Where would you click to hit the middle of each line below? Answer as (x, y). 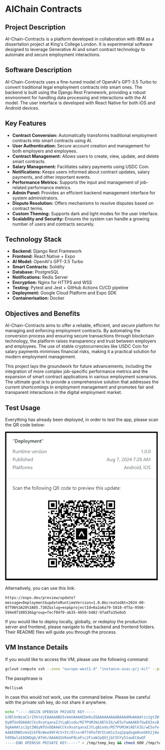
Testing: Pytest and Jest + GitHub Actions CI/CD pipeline (70, 288)
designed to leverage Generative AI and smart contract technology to (75, 49)
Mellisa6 (14, 688)
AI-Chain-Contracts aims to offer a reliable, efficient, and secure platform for (82, 326)
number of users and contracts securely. (53, 224)
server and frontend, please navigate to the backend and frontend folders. (80, 627)
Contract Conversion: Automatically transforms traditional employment (84, 135)
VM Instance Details (37, 648)
